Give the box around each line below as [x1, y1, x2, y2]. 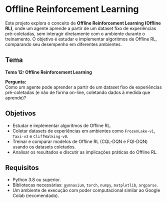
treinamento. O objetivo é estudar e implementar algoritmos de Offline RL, [5, 36, 157, 42]
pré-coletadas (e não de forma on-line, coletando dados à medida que [5, 89, 150, 95]
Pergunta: [5, 78, 26, 84]
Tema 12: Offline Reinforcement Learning [5, 69, 92, 75]
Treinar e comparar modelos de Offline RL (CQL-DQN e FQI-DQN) [12, 138, 148, 144]
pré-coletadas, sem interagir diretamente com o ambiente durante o [5, 30, 145, 36]
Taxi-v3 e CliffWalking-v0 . [12, 133, 68, 139]
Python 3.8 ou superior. [12, 176, 61, 183]
